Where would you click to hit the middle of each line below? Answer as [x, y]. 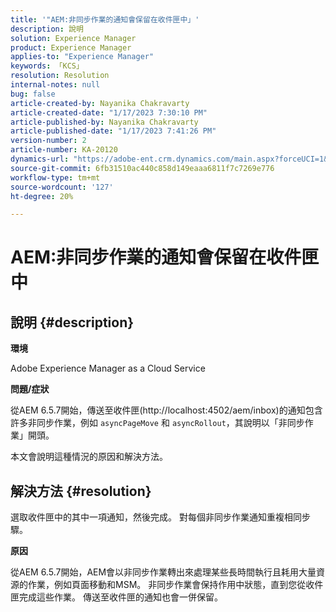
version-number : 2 [48, 141]
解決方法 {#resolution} [81, 491]
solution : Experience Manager [73, 38]
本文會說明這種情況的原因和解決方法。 [89, 457]
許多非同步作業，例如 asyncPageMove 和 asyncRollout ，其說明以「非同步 [157, 423]
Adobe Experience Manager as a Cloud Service [108, 368]
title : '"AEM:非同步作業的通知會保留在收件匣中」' [105, 19]
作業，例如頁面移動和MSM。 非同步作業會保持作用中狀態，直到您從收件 [175, 585]
